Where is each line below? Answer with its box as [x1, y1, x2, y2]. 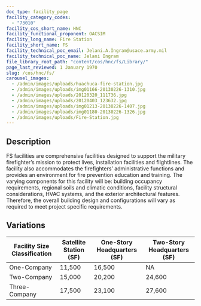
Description [6, 136, 51, 146]
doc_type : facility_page [6, 8, 68, 15]
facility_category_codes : [6, 14, 71, 20]
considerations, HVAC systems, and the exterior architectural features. [6, 191, 180, 198]
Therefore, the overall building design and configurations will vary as [6, 197, 176, 204]
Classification [11, 249, 52, 258]
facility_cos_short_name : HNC [6, 25, 82, 32]
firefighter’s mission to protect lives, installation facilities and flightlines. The [6, 159, 193, 166]
